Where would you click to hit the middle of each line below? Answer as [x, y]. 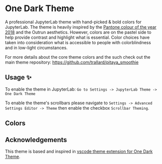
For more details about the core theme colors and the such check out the [78, 57]
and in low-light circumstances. [36, 48]
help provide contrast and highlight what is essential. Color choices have [77, 37]
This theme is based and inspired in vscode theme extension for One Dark [79, 151]
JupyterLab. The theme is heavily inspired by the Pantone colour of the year [81, 27]
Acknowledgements [36, 139]
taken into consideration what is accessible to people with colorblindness [78, 42]
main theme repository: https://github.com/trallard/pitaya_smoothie [72, 62]
